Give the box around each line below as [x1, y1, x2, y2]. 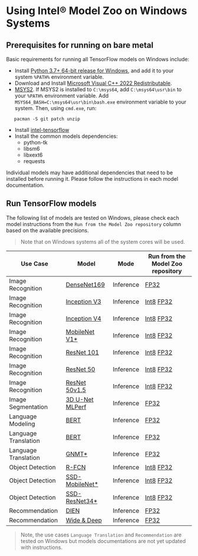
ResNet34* [65, 497, 98, 505]
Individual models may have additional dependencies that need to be [6, 169, 173, 176]
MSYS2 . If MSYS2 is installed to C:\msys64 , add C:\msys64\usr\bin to [14, 86, 182, 92]
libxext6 [23, 151, 43, 158]
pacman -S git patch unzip [14, 116, 81, 122]
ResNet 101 [65, 348, 99, 356]
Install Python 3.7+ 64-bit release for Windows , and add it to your [14, 67, 174, 74]
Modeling [9, 419, 35, 428]
